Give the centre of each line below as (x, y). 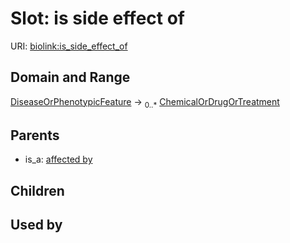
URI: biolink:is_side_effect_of (69, 46)
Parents (35, 135)
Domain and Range (70, 77)
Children (37, 190)
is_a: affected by (58, 159)
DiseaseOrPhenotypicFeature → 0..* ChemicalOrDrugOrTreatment (145, 102)
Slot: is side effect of (98, 18)
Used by (36, 225)
